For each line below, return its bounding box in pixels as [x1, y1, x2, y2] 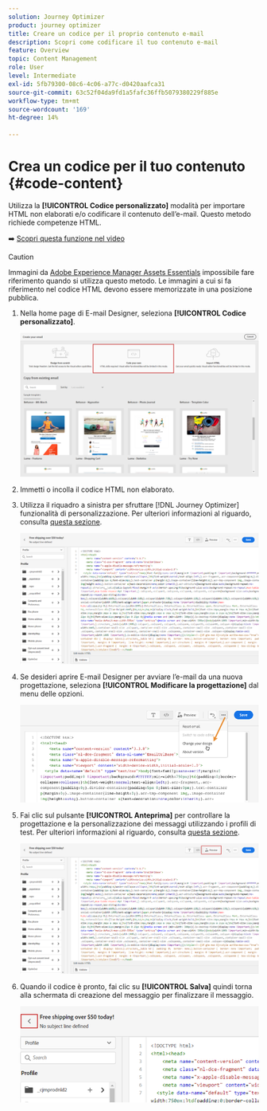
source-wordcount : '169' [8, 105, 91, 113]
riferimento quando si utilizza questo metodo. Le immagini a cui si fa [8, 276, 232, 285]
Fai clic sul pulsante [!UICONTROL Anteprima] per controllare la [19, 810, 230, 820]
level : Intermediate [8, 72, 77, 80]
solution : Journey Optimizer [8, 13, 105, 21]
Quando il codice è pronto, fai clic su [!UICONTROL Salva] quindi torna [19, 982, 253, 991]
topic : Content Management [8, 55, 98, 63]
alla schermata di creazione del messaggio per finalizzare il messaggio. [19, 991, 254, 1000]
